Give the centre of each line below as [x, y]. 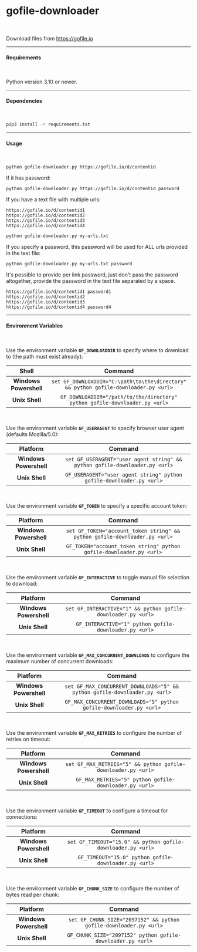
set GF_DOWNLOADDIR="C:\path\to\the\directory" [119, 382]
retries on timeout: [28, 739]
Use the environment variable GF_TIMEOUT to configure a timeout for [87, 811]
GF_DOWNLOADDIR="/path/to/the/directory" [119, 397]
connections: [22, 816]
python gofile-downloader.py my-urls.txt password [69, 264]
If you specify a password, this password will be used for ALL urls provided [97, 247]
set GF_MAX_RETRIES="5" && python [113, 764]
